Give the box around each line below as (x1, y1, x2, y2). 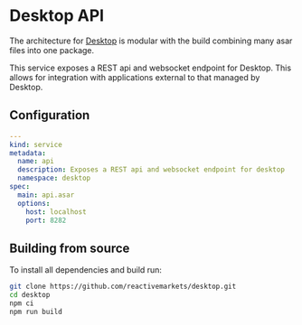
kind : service (9, 140, 63, 149)
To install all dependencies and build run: (9, 265, 163, 275)
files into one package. (9, 44, 95, 55)
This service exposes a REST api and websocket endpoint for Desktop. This (9, 62, 292, 73)
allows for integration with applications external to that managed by (9, 71, 260, 82)
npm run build (9, 307, 63, 316)
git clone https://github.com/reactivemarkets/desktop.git (9, 282, 237, 292)
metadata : (9, 148, 47, 158)
